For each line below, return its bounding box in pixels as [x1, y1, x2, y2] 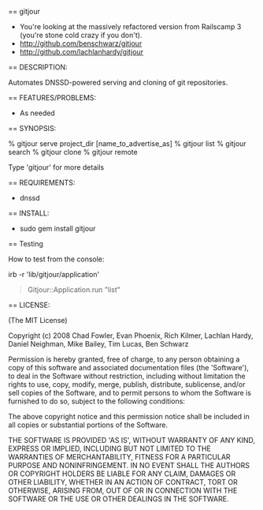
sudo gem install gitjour [19, 224, 96, 233]
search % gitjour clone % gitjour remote [8, 148, 138, 156]
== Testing [8, 239, 43, 248]
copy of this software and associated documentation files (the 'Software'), [8, 363, 250, 372]
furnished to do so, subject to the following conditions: [8, 396, 185, 406]
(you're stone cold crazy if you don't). [19, 31, 143, 39]
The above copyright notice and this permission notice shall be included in [8, 412, 250, 421]
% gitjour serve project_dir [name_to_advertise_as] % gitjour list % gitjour [8, 139, 246, 148]
